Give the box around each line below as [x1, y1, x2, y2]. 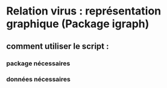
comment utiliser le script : [6, 41, 109, 51]
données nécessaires [6, 75, 71, 84]
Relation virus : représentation [6, 4, 162, 18]
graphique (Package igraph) [6, 17, 150, 31]
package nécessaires [6, 59, 71, 68]
